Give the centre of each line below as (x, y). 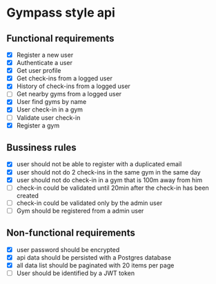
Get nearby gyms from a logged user (69, 94)
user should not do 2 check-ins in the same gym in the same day (108, 172)
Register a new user (45, 55)
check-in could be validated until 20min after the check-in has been (113, 188)
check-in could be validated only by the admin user (89, 203)
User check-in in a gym (50, 109)
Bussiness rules (41, 148)
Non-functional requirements (71, 233)
